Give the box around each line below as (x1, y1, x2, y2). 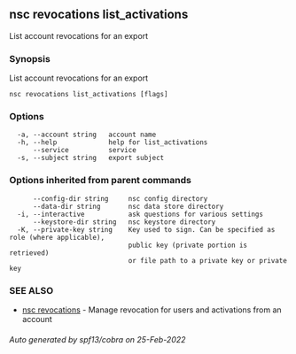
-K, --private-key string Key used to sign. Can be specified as (17, 225, 276, 234)
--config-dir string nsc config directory (32, 194, 208, 203)
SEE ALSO (9, 284, 54, 296)
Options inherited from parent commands (9, 174, 192, 187)
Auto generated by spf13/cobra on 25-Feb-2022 (9, 334, 186, 344)
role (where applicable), (9, 233, 105, 242)
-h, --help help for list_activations (17, 138, 208, 147)
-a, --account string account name (17, 130, 157, 140)
